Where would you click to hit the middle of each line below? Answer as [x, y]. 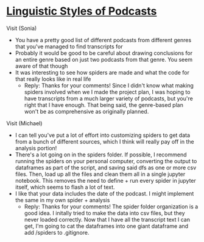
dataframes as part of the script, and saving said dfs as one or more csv [106, 167]
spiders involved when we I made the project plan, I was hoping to [107, 92]
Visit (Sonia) [22, 28]
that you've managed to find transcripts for [69, 46]
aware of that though [41, 66]
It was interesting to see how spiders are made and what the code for [102, 72]
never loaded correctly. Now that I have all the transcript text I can [107, 219]
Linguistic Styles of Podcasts [82, 11]
